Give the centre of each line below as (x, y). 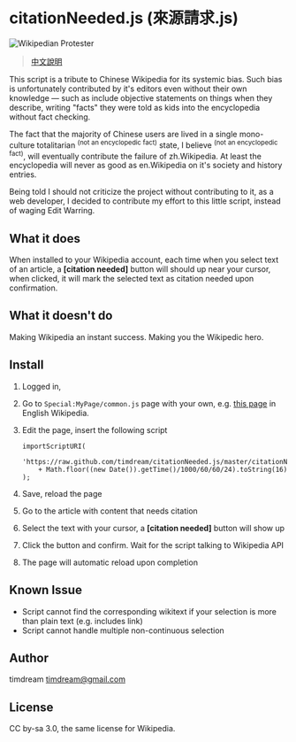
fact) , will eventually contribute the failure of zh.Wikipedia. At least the (136, 155)
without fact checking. (50, 117)
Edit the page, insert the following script (95, 429)
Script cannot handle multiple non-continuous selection (123, 630)
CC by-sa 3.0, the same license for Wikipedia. (92, 729)
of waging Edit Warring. (52, 211)
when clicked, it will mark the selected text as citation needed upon (132, 279)
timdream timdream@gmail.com (68, 679)
